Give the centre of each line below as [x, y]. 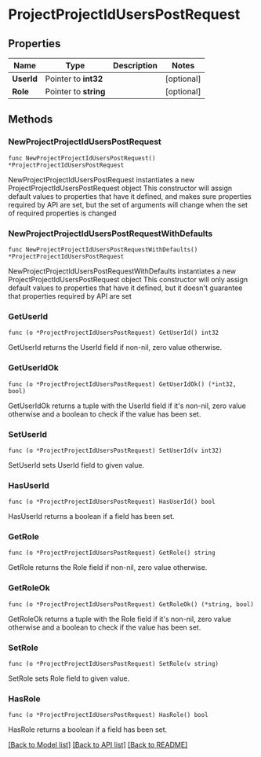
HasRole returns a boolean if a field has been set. [88, 729]
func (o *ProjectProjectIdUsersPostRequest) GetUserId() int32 [114, 333]
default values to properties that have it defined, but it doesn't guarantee [125, 288]
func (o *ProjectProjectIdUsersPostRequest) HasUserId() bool [112, 502]
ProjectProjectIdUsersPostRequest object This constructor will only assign [128, 279]
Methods [31, 119]
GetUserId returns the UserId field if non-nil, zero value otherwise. [115, 347]
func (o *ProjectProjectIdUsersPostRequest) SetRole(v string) [114, 664]
